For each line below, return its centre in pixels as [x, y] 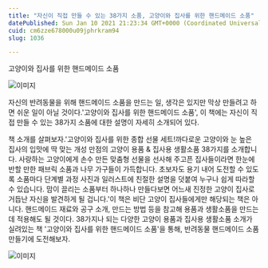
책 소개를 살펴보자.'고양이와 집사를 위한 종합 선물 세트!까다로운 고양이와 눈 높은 [130, 140]
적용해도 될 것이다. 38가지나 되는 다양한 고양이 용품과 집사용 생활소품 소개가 [134, 219]
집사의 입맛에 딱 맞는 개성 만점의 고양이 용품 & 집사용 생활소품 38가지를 [119, 149]
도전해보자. [53, 239]
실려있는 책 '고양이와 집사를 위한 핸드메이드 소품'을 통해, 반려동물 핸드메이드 [126, 229]
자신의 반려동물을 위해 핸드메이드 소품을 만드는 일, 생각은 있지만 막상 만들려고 [128, 102]
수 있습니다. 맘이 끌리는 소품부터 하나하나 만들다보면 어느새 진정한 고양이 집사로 [132, 189]
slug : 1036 [26, 38]
